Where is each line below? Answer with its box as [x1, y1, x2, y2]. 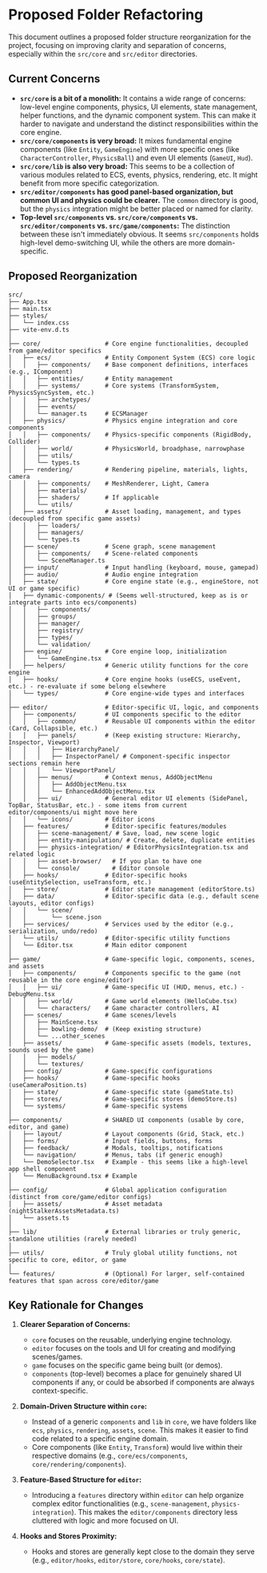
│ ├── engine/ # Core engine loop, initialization [8, 647, 227, 655]
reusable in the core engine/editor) [8, 976, 134, 984]
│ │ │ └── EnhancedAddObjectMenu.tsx [8, 787, 156, 795]
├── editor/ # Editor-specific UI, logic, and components [8, 703, 260, 711]
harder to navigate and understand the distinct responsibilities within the [19, 118, 258, 129]
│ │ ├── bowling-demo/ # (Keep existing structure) [8, 1025, 202, 1033]
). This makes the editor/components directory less [71, 1507, 238, 1517]
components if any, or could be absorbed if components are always [31, 1377, 255, 1388]
